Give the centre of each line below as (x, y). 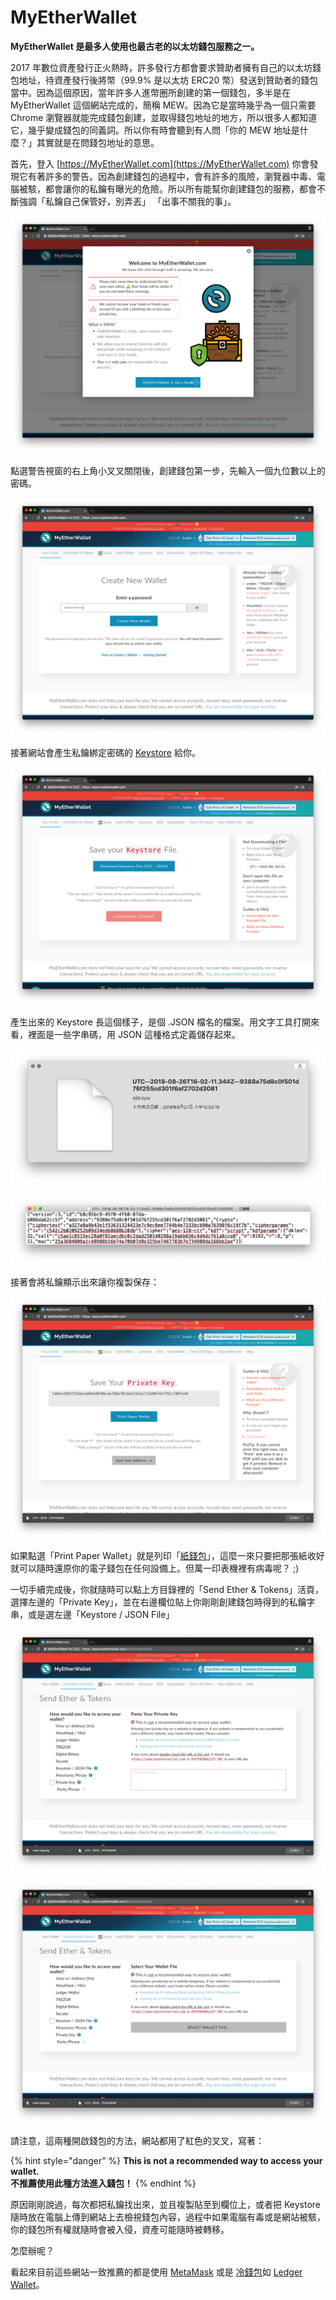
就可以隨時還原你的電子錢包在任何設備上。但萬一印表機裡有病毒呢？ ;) (155, 1568)
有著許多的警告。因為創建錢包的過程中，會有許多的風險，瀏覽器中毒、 (172, 176)
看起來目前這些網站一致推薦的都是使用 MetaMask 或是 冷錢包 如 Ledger (156, 2272)
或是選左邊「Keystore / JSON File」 (101, 1614)
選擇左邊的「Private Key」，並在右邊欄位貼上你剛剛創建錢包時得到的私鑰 (158, 1602)
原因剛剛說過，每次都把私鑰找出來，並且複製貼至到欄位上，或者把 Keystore (165, 2204)
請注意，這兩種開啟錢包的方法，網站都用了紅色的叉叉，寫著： (137, 2140)
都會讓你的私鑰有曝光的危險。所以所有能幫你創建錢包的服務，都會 (180, 188)
